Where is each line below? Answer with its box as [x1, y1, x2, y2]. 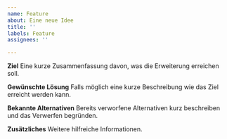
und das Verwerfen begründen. [7, 112, 98, 120]
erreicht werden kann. [7, 91, 72, 99]
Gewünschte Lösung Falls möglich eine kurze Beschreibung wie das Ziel [7, 83, 219, 91]
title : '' [7, 23, 37, 30]
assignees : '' [7, 37, 49, 44]
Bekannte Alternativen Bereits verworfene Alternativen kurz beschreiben [7, 104, 220, 112]
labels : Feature [7, 29, 55, 37]
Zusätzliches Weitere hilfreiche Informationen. [7, 125, 143, 133]
